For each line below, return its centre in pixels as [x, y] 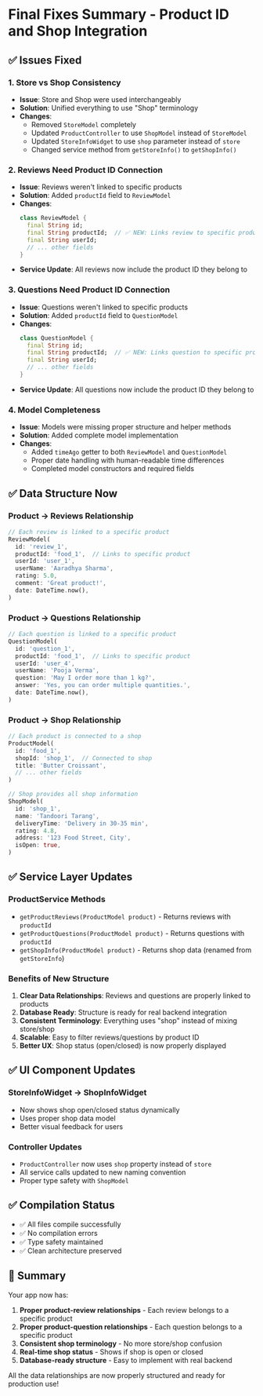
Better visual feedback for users [71, 1126]
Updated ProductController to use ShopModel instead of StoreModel [139, 133]
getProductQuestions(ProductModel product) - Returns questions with [132, 933]
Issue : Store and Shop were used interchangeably [100, 99]
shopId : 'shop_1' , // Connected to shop [84, 758]
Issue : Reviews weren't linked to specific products [101, 187]
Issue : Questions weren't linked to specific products [104, 307]
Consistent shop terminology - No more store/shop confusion [121, 1343]
